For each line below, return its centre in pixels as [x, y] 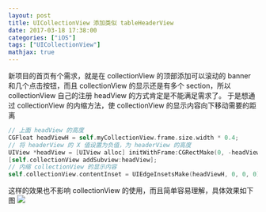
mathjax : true [32, 52]
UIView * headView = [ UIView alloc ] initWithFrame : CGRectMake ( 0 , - [120, 152]
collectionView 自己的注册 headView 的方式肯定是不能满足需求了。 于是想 [128, 95]
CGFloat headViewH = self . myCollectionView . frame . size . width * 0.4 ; [123, 138]
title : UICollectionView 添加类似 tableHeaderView [91, 23]
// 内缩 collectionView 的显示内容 [63, 167]
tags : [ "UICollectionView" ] [55, 45]
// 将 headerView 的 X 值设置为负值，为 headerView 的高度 [100, 145]
